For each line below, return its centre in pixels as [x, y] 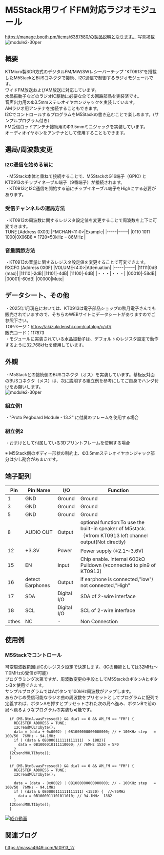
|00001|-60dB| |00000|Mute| [35, 279]
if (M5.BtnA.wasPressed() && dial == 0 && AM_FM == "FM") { [72, 719]
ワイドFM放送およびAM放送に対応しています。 [52, 90]
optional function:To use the [113, 522]
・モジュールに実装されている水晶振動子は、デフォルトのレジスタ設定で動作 [82, 338]
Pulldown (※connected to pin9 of [118, 565]
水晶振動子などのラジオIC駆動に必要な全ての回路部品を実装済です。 [73, 96]
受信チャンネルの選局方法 [35, 208]
